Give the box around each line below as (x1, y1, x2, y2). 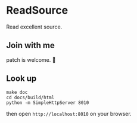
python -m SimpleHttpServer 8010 (6, 99, 89, 106)
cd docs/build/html (6, 94, 55, 100)
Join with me (6, 40, 55, 51)
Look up (6, 74, 37, 84)
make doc (6, 89, 28, 95)
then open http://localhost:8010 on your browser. (6, 110, 132, 117)
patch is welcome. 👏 (6, 56, 56, 63)
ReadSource (6, 4, 68, 17)
